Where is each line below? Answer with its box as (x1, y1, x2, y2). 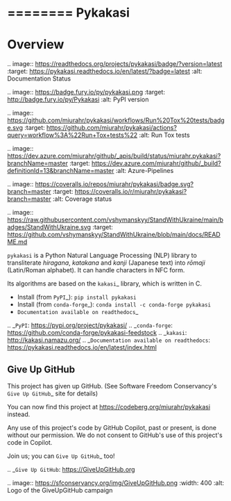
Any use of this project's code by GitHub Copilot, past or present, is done (7, 423, 217, 432)
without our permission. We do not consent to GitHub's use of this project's (7, 431, 223, 439)
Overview (7, 37, 65, 53)
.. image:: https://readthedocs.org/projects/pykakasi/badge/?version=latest (7, 60, 223, 68)
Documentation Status (7, 74, 71, 83)
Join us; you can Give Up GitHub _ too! (7, 452, 116, 460)
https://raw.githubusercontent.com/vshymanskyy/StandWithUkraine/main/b (7, 215, 224, 224)
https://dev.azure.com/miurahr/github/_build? (91, 159, 221, 167)
